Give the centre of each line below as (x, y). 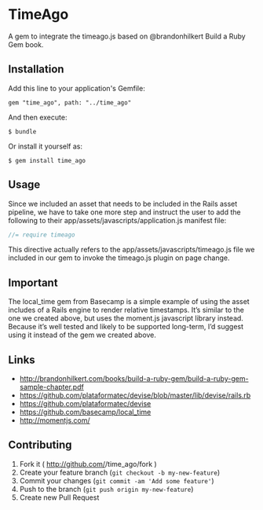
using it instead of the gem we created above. (82, 335)
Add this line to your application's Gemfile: (77, 88)
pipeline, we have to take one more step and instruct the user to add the (124, 212)
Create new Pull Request (59, 497)
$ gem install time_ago (47, 160)
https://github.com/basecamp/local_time (85, 412)
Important (33, 283)
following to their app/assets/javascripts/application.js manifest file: (117, 220)
